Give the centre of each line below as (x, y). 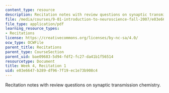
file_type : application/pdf (35, 24)
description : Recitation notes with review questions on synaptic (76, 15)
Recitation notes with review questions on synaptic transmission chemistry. (83, 85)
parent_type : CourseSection (35, 52)
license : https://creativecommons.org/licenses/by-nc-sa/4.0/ (72, 38)
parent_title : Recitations (33, 47)
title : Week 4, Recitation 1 (36, 66)
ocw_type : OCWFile (24, 43)
